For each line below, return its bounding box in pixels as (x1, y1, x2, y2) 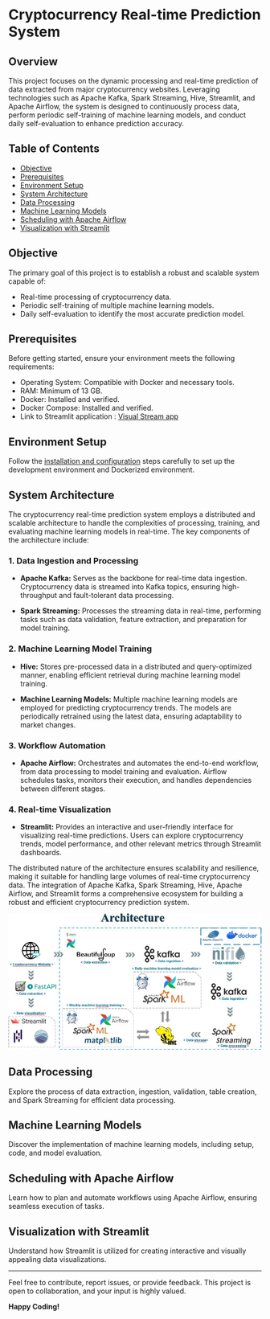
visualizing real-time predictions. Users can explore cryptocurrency (19, 830, 243, 841)
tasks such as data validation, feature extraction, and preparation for (19, 615, 247, 625)
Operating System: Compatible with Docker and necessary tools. (19, 378, 235, 387)
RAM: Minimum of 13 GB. (19, 386, 103, 395)
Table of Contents (8, 142, 100, 156)
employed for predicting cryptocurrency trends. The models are (19, 703, 231, 712)
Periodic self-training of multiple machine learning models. (19, 300, 215, 310)
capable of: (8, 276, 47, 286)
